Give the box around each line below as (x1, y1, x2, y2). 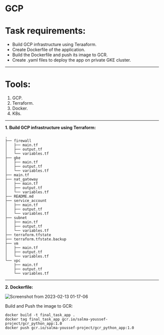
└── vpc (5, 258, 21, 263)
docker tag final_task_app (5, 317, 60, 322)
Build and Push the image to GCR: (5, 303, 73, 309)
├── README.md (5, 194, 34, 199)
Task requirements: (5, 25, 86, 37)
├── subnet (5, 216, 27, 221)
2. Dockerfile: (5, 284, 33, 290)
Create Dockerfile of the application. (12, 47, 85, 53)
